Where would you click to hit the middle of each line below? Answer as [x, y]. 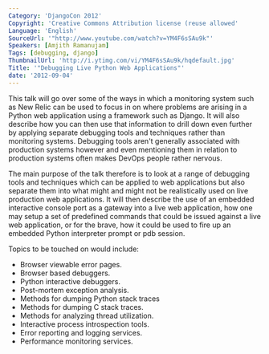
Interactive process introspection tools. [85, 324]
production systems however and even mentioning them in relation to [123, 149]
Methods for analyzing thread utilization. [87, 315]
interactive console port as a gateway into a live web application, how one [130, 208]
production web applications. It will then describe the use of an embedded [131, 199]
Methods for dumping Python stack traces [90, 299]
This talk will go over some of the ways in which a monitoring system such [131, 98]
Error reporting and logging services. [81, 332]
